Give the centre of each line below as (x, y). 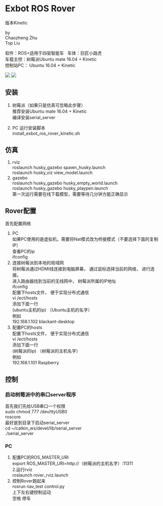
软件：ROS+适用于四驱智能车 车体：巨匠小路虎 (53, 53)
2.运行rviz (22, 470)
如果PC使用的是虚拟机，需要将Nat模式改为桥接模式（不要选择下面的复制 (85, 239)
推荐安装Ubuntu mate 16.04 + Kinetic (49, 111)
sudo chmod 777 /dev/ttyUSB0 (36, 412)
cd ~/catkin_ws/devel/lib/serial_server (44, 428)
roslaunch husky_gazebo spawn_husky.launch (59, 167)
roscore (13, 417)
